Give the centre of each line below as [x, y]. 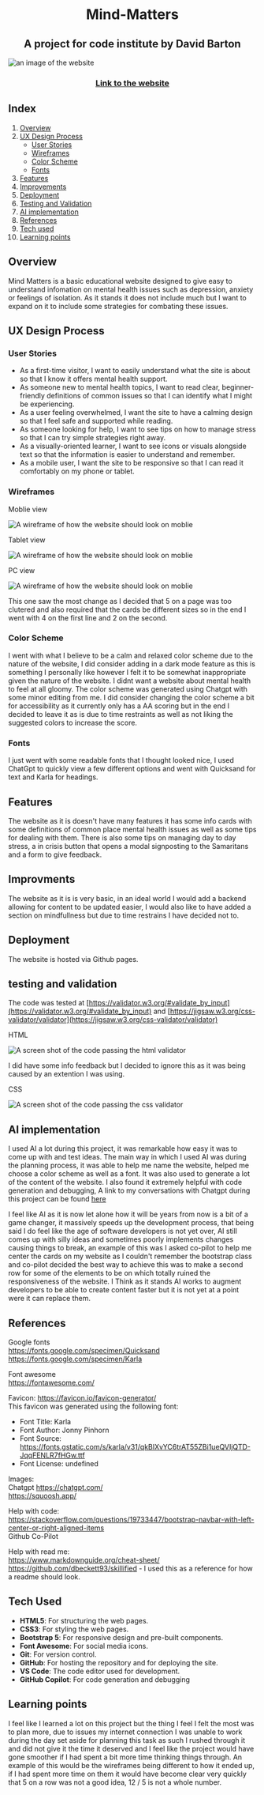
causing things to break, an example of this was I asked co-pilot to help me [130, 1248]
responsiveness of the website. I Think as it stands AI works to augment [125, 1281]
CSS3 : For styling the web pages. [74, 1629]
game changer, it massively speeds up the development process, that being [131, 1223]
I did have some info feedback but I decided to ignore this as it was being [127, 1065]
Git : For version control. [58, 1654]
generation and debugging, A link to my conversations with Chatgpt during [129, 1190]
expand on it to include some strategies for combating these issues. [118, 306]
